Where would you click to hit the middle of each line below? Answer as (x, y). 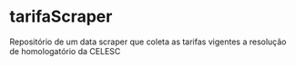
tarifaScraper (61, 17)
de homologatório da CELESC (65, 51)
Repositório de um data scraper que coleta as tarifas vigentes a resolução (148, 42)
